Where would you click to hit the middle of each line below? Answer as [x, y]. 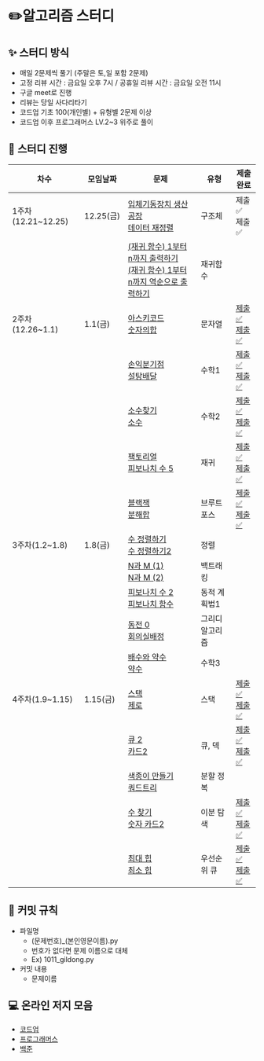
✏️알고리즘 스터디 [61, 16]
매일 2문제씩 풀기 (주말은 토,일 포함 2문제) [84, 73]
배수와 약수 [147, 657]
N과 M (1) [146, 565]
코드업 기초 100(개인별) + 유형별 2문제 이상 [85, 112]
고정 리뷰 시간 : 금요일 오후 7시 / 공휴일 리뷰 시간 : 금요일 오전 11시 [120, 83]
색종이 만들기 [151, 776]
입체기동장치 [150, 204]
